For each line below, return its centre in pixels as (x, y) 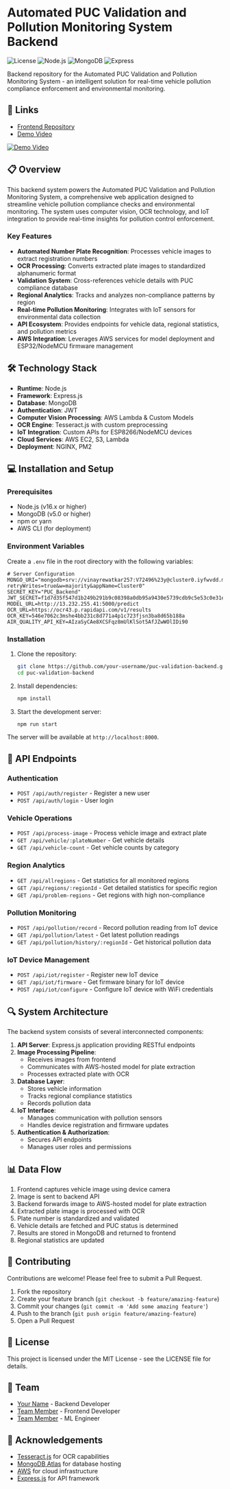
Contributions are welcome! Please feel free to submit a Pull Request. (105, 1278)
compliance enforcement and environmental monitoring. (86, 88)
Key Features (30, 236)
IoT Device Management (49, 959)
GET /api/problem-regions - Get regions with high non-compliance (111, 895)
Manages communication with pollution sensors (95, 1118)
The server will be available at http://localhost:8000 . (83, 737)
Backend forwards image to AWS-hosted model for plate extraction (112, 1203)
